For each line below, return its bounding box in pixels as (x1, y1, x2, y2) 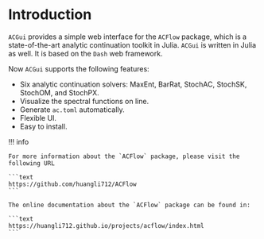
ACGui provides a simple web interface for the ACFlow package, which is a (8, 32, 247, 41)
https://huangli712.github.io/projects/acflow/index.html (8, 222, 204, 229)
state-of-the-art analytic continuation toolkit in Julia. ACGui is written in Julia (8, 40, 257, 49)
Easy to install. (19, 121, 68, 131)
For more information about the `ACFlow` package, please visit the (8, 152, 240, 160)
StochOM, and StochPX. (19, 87, 99, 97)
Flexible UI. (19, 113, 57, 122)
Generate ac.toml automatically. (19, 105, 125, 114)
